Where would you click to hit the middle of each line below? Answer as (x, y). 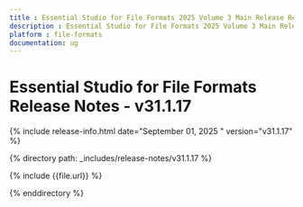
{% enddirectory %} (46, 193)
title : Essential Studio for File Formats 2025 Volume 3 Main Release (147, 18)
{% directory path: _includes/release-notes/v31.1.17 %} (110, 158)
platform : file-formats (56, 34)
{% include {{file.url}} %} (56, 175)
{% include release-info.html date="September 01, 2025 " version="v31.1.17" (151, 131)
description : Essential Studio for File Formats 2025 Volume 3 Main (143, 26)
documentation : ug (44, 43)
